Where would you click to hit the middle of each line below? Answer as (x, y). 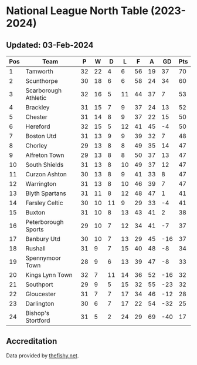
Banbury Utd (43, 239)
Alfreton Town (45, 155)
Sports (35, 229)
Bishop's (38, 313)
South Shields (45, 165)
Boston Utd (41, 136)
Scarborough (44, 91)
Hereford (38, 126)
